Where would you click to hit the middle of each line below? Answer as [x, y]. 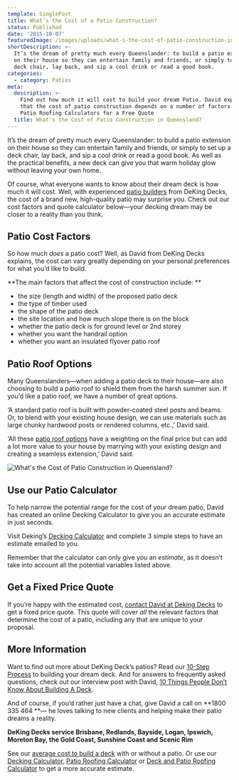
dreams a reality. [32, 718]
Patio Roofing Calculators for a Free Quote [87, 113]
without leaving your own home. [54, 170]
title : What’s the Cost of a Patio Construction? [83, 21]
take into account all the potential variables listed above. [90, 565]
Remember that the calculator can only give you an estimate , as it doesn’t [115, 557]
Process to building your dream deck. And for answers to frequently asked [117, 674]
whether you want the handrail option [73, 334]
